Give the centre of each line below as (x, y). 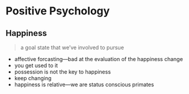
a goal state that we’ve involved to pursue (72, 47)
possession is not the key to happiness (63, 72)
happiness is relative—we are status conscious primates (84, 84)
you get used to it (36, 65)
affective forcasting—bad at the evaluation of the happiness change (98, 59)
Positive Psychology (58, 11)
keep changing (33, 78)
